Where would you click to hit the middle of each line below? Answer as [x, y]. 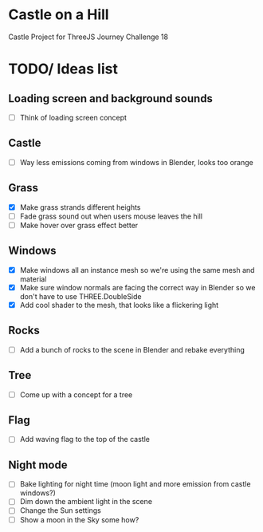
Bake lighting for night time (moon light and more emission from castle [135, 484]
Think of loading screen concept [73, 117]
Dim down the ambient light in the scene [86, 502]
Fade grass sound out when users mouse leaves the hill [111, 216]
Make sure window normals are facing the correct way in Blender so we [137, 287]
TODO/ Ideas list [63, 69]
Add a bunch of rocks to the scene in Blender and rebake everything [132, 349]
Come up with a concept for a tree [76, 394]
